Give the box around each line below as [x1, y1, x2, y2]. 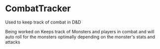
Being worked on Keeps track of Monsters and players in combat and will [5, 28, 155, 34]
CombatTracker [5, 3, 71, 14]
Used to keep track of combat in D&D [5, 19, 81, 25]
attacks [5, 39, 21, 45]
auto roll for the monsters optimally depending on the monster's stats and [5, 34, 155, 40]
